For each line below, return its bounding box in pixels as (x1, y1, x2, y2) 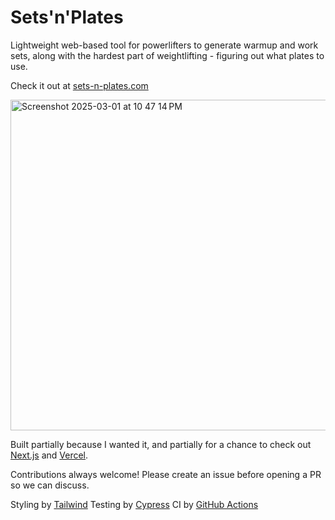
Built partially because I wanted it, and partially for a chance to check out (10, 438, 312, 450)
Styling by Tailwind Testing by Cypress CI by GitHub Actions (10, 498, 259, 510)
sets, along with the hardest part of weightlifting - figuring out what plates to (10, 49, 325, 61)
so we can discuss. (10, 479, 90, 491)
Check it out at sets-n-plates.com (10, 79, 149, 91)
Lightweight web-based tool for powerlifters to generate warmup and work (10, 39, 319, 51)
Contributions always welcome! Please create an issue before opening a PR (10, 468, 322, 480)
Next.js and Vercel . (10, 449, 89, 461)
